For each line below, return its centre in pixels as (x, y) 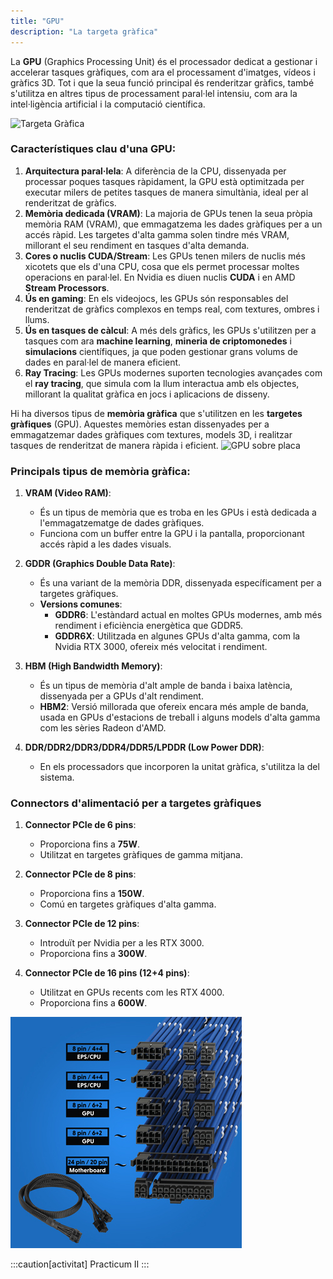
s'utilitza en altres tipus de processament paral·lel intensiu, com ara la (154, 93)
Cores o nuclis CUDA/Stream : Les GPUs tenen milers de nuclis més (165, 256)
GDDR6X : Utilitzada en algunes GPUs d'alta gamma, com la (177, 636)
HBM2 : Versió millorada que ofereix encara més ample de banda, (174, 707)
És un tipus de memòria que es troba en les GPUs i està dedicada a (178, 512)
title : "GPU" (37, 21)
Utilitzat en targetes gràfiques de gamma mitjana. (141, 855)
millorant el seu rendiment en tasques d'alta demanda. (137, 245)
